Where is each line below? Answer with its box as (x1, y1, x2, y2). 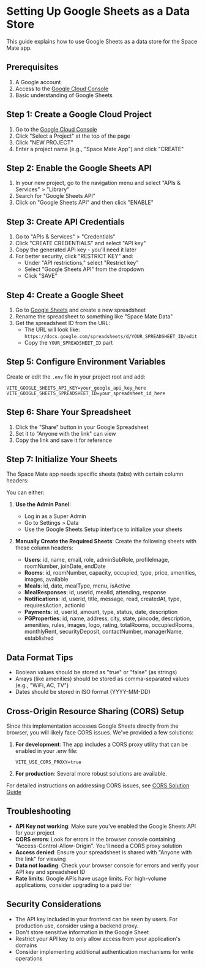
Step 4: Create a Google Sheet (6, 290, 124, 301)
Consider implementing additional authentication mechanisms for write (15, 948, 194, 955)
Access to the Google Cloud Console (15, 85, 109, 92)
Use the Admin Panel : (15, 501, 72, 508)
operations (15, 954, 43, 962)
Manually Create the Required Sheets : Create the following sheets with (15, 538, 197, 545)
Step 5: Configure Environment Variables (6, 356, 166, 367)
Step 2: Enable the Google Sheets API (6, 163, 152, 173)
